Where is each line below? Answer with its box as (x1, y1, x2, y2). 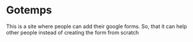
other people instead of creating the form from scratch (6, 29, 139, 36)
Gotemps (6, 3, 52, 17)
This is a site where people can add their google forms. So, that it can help (6, 23, 187, 30)
